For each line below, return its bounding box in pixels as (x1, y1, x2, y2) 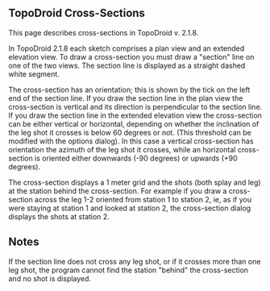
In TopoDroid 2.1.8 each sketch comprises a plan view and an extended (8, 44, 244, 53)
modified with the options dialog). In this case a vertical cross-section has (8, 136, 254, 146)
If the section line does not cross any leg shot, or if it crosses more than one (8, 256, 261, 266)
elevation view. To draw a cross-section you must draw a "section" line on (8, 52, 255, 61)
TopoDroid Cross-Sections (8, 6, 145, 20)
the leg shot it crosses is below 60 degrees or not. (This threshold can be (8, 127, 251, 137)
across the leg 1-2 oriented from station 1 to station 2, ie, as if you (35, 194, 252, 204)
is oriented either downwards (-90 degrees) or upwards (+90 (35, 153, 238, 163)
